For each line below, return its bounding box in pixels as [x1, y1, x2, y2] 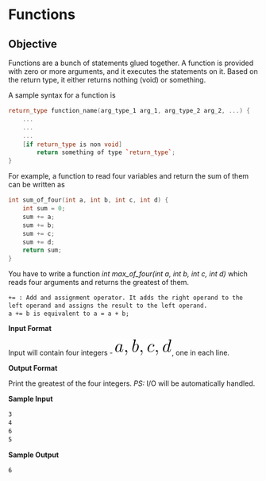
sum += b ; [22, 221, 56, 229]
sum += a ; [22, 213, 56, 221]
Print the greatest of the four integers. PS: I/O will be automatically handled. [8, 379, 256, 388]
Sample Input [8, 394, 53, 404]
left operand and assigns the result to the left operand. [8, 302, 208, 310]
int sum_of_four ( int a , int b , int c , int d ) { [8, 196, 169, 204]
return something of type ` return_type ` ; [37, 148, 176, 156]
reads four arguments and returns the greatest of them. [8, 278, 189, 287]
